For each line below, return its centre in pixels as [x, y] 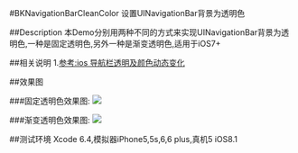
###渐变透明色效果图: [50, 120]
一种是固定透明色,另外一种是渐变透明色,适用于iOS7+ [124, 44]
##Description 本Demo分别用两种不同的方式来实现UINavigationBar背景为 [145, 32]
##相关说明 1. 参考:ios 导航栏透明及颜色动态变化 [97, 63]
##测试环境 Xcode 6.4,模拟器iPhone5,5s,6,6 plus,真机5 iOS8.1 [123, 139]
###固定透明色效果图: [50, 101]
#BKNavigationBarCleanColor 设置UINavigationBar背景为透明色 [127, 13]
